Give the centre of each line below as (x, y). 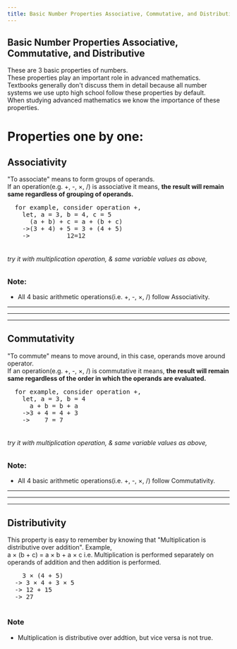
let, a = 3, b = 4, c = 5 (67, 215)
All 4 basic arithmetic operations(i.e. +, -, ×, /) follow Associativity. (114, 297)
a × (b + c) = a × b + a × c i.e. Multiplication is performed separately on (110, 555)
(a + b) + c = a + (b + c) (76, 222)
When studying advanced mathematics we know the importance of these (114, 100)
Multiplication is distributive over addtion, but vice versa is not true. (115, 637)
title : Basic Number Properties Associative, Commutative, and (102, 14)
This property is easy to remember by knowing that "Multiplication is (107, 540)
